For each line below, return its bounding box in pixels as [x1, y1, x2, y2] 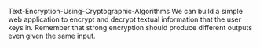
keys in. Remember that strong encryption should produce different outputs [8, 23, 253, 32]
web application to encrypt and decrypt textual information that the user [8, 15, 242, 24]
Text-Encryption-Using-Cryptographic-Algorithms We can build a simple [8, 7, 244, 15]
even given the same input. [8, 31, 96, 40]
